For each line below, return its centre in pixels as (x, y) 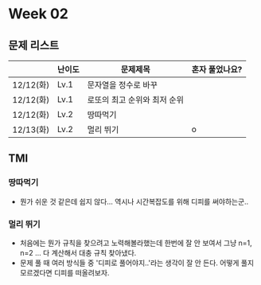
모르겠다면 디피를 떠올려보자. (64, 272)
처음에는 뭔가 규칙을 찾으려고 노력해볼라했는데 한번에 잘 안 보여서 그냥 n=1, (136, 243)
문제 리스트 (34, 45)
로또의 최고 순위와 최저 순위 (136, 100)
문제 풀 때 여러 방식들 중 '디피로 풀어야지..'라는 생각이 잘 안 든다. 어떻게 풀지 (137, 263)
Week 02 (39, 14)
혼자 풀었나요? (217, 70)
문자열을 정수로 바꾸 (122, 85)
